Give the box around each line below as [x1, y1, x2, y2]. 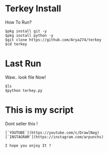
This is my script [5, 104, 74, 116]
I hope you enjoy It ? [5, 143, 51, 148]
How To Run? [5, 19, 32, 25]
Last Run [5, 58, 42, 69]
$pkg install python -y [5, 33, 54, 38]
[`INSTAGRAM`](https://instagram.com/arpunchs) [5, 134, 104, 139]
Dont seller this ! [5, 121, 38, 126]
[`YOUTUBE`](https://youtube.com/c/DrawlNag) [5, 130, 99, 135]
